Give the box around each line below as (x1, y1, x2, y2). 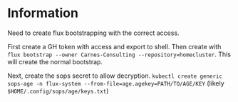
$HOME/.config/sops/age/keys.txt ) (7, 86, 109, 95)
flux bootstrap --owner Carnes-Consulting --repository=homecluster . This (7, 50, 232, 58)
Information (7, 5, 78, 21)
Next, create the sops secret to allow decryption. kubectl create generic (7, 71, 223, 80)
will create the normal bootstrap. (7, 57, 103, 66)
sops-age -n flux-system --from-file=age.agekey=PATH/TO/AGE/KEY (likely (7, 78, 224, 87)
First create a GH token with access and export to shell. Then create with (7, 42, 222, 51)
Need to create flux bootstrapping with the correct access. (7, 29, 180, 37)
